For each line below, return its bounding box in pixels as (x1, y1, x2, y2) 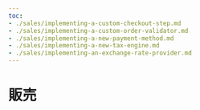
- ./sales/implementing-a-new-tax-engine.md (8, 42, 160, 50)
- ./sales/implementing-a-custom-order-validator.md (8, 26, 189, 35)
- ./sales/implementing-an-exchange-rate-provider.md (8, 49, 193, 57)
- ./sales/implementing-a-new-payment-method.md (8, 34, 174, 43)
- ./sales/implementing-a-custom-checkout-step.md (8, 19, 182, 27)
